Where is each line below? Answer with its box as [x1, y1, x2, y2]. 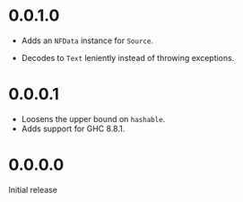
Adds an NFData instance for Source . [21, 35, 154, 46]
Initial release [8, 184, 57, 195]
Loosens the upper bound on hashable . [21, 113, 166, 124]
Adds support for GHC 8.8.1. [21, 123, 126, 134]
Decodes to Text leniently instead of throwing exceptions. [21, 52, 235, 63]
